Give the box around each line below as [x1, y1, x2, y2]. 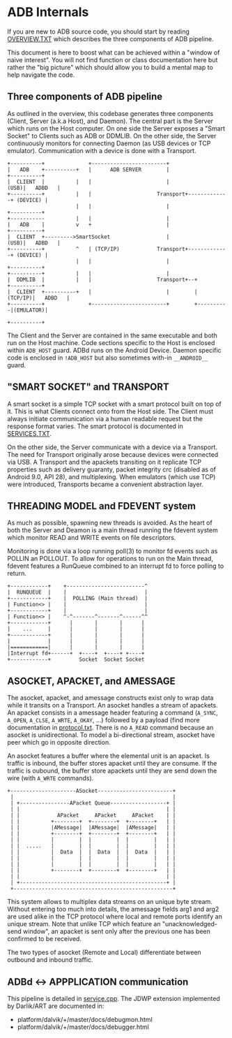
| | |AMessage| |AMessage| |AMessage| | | [10, 824, 176, 831]
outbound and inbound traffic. [7, 956, 93, 964]
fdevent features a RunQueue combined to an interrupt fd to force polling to [7, 562, 224, 570]
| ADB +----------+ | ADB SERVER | [7, 166, 170, 173]
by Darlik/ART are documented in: [7, 1002, 105, 1010]
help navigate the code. [7, 71, 75, 79]
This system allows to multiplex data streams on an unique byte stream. [7, 898, 212, 906]
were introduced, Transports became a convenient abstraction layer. [7, 480, 204, 488]
